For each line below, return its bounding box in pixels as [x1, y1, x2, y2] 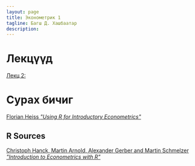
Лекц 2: [6, 72, 26, 79]
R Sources [6, 131, 46, 141]
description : [6, 25, 39, 32]
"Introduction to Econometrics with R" [6, 153, 101, 161]
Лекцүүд [6, 52, 53, 65]
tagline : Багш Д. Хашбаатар [6, 20, 78, 26]
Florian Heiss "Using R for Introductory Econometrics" [6, 113, 141, 121]
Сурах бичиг [6, 93, 74, 107]
